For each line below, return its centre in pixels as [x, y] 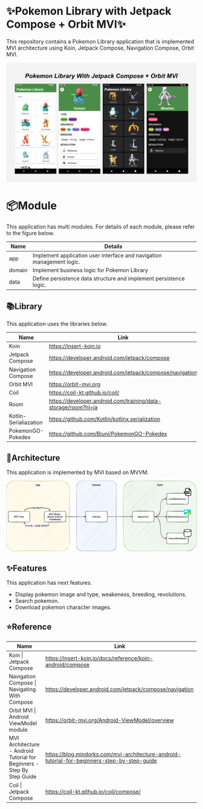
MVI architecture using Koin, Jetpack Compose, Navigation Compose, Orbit [100, 48]
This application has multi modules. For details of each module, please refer [101, 226]
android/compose [67, 665]
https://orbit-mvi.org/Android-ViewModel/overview [109, 720]
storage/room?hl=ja [73, 408]
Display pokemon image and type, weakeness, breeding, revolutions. [101, 594]
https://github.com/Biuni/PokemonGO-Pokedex [108, 434]
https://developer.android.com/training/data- [105, 401]
